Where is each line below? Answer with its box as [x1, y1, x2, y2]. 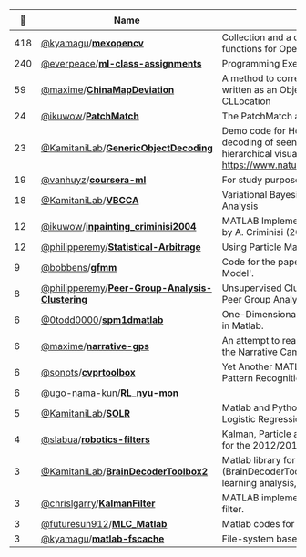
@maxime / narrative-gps [40, 340, 150, 352]
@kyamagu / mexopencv [40, 36, 144, 49]
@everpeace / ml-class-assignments [40, 57, 202, 69]
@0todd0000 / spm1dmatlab [40, 314, 164, 326]
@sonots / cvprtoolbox [40, 366, 137, 378]
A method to [221, 72, 275, 85]
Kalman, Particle [221, 428, 291, 440]
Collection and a [221, 31, 291, 44]
